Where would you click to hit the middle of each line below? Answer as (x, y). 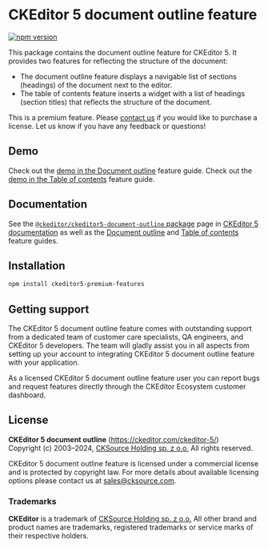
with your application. (44, 363)
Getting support (49, 309)
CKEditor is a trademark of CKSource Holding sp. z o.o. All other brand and (133, 519)
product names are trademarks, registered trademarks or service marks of (131, 527)
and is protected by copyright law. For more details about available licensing (134, 472)
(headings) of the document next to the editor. (96, 85)
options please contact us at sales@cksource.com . (92, 480)
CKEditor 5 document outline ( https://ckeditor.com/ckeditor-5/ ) (114, 439)
